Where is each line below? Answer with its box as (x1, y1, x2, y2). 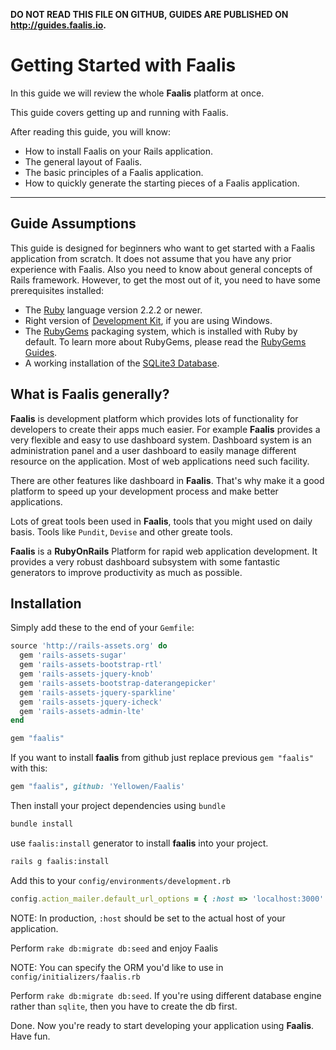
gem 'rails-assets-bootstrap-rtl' (19, 660, 163, 670)
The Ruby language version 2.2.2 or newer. (24, 304, 203, 316)
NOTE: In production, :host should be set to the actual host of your (10, 912, 286, 924)
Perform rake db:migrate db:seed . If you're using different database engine (10, 989, 322, 1001)
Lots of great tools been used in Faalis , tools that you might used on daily (10, 515, 313, 527)
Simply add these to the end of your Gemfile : (10, 622, 195, 634)
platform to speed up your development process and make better (10, 485, 279, 497)
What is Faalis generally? (10, 386, 170, 403)
